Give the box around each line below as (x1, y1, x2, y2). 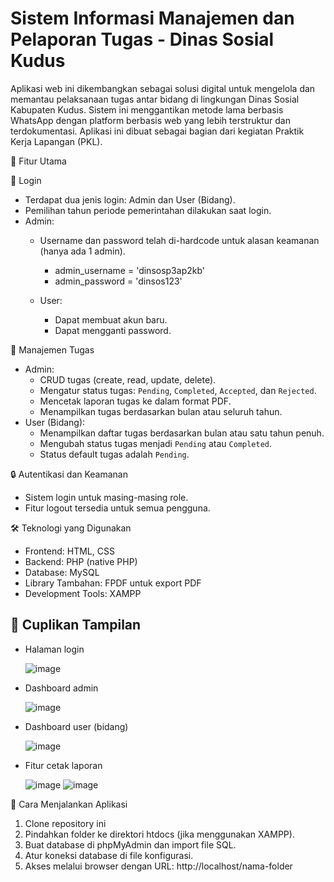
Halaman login (24, 643, 85, 655)
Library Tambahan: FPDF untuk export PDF (24, 577, 202, 589)
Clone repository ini (24, 817, 107, 829)
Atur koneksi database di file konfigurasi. (24, 849, 194, 861)
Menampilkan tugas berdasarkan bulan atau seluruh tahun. (39, 405, 283, 417)
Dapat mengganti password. (54, 324, 172, 336)
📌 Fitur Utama (10, 155, 67, 167)
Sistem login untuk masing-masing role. (24, 491, 189, 503)
